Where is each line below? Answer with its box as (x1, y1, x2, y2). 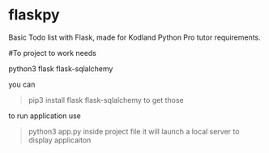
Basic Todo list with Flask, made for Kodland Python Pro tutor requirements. (8, 32, 261, 42)
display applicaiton (28, 135, 92, 145)
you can (8, 79, 36, 89)
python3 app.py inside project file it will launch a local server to (28, 126, 240, 136)
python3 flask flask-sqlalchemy (8, 63, 113, 74)
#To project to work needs (8, 48, 97, 57)
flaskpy (8, 6, 60, 24)
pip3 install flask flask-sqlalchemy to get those (28, 95, 184, 104)
